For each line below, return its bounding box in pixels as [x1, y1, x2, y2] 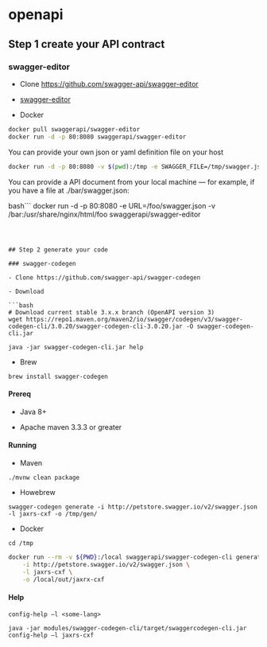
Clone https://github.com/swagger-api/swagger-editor [19, 79, 199, 88]
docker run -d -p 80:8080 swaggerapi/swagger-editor [8, 133, 187, 141]
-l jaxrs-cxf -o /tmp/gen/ [8, 509, 98, 518]
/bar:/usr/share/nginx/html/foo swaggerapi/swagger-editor [8, 209, 201, 219]
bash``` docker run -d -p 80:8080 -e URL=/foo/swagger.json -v [8, 201, 216, 210]
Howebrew [19, 487, 56, 497]
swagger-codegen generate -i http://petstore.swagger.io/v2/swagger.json [8, 503, 258, 511]
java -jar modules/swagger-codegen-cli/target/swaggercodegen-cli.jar [8, 624, 247, 632]
